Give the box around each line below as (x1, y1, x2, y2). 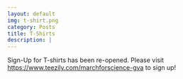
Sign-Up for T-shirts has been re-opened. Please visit (7, 56, 165, 64)
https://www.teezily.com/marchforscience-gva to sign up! (7, 63, 177, 72)
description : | (7, 37, 52, 44)
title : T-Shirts (7, 30, 55, 37)
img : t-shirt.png (7, 17, 59, 24)
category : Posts (7, 23, 55, 30)
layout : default (7, 10, 55, 18)
